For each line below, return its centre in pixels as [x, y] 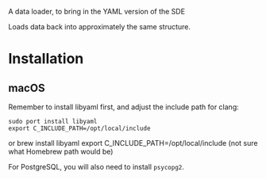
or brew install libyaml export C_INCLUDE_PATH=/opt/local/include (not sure [133, 143]
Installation [46, 59]
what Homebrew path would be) [61, 151]
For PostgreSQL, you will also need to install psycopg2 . [96, 167]
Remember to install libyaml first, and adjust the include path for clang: [124, 107]
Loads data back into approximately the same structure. [100, 27]
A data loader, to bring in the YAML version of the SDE [96, 11]
